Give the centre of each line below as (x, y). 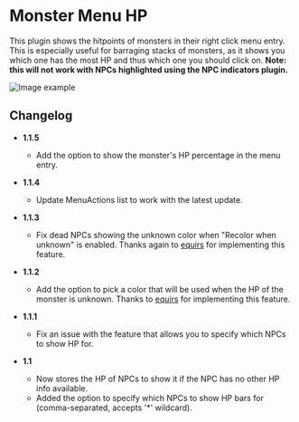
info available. (62, 388)
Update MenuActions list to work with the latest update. (140, 199)
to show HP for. (65, 343)
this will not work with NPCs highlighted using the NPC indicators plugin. (149, 70)
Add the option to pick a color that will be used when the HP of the (160, 289)
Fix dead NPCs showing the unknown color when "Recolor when (156, 235)
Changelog (41, 115)
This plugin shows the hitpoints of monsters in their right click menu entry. (148, 41)
